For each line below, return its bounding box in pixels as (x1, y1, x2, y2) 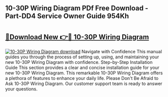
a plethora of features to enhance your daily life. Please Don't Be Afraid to (5, 75, 159, 81)
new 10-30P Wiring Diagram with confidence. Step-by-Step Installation (5, 59, 153, 65)
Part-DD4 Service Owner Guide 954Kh (5, 12, 129, 21)
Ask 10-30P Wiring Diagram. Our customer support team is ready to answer (5, 80, 162, 86)
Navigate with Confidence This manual (81, 49, 162, 54)
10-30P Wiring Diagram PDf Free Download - (5, 4, 148, 13)
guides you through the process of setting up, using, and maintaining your (5, 54, 159, 60)
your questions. (5, 86, 38, 92)
